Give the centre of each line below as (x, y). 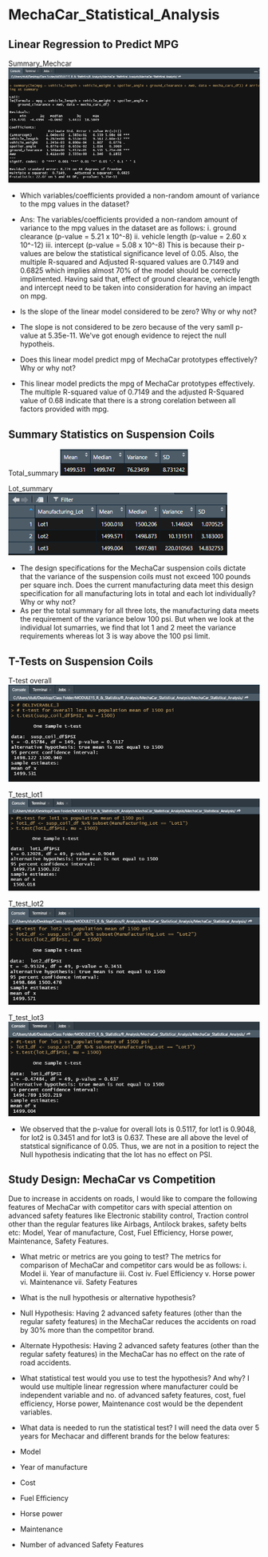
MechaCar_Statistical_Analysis (114, 15)
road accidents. (45, 1363)
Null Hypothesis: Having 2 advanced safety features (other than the (131, 1313)
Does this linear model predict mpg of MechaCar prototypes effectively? (138, 360)
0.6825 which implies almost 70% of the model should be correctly (130, 270)
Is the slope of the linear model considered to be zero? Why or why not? (138, 312)
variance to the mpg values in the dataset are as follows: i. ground (128, 228)
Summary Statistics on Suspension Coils (112, 434)
